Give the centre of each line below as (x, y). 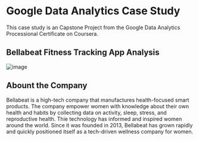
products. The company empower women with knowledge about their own (98, 106)
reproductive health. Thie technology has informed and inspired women (94, 119)
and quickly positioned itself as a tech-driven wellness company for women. (100, 131)
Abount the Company (47, 85)
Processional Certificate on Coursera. (52, 33)
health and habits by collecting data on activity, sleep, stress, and (86, 112)
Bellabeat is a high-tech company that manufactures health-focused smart (98, 100)
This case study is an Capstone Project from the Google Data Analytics (93, 27)
